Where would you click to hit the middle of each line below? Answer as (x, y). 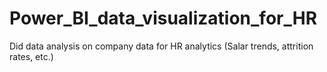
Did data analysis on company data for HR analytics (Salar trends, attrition (161, 46)
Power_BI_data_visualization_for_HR (163, 18)
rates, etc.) (31, 56)
